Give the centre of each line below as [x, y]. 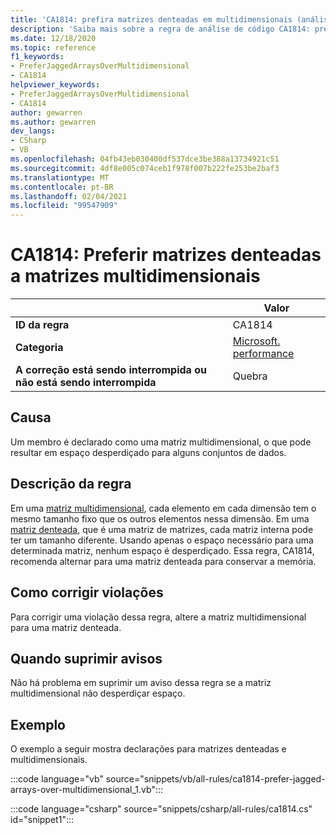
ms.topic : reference [53, 47]
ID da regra [42, 325]
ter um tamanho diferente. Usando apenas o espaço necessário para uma [162, 540]
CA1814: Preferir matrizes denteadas [166, 255]
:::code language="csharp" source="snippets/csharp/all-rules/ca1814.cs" [161, 809]
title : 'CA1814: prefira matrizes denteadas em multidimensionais [151, 19]
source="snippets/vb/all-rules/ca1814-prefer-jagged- [215, 779]
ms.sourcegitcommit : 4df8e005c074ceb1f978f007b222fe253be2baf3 [145, 168]
